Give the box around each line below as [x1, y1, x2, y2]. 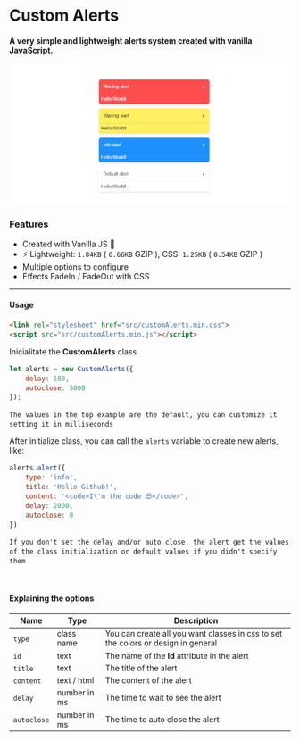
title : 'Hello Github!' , [25, 483, 118, 492]
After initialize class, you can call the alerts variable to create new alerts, [9, 436, 279, 446]
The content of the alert [104, 675, 192, 686]
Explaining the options [9, 593, 95, 604]
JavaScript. [9, 45, 54, 55]
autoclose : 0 [25, 511, 74, 520]
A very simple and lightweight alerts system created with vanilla [9, 35, 253, 46]
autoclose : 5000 [25, 383, 87, 393]
